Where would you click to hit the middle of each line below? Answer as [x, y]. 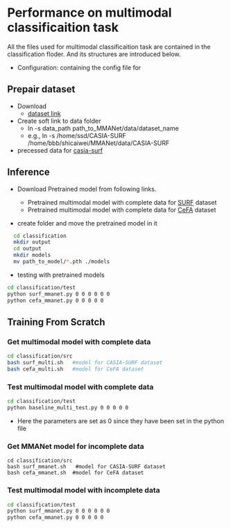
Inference [28, 172]
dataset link [44, 113]
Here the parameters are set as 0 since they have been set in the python [120, 420]
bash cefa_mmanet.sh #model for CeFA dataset [76, 473]
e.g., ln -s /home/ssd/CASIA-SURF [77, 135]
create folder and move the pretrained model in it [87, 223]
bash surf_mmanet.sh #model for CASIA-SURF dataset [87, 467]
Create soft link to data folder [59, 121]
